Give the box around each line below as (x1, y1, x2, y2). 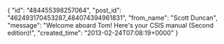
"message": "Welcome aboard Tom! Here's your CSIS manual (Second (7, 21, 214, 29)
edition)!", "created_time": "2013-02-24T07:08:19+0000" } (7, 28, 178, 37)
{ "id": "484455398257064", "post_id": (7, 6, 122, 14)
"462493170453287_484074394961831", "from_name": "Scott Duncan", (7, 13, 218, 22)
